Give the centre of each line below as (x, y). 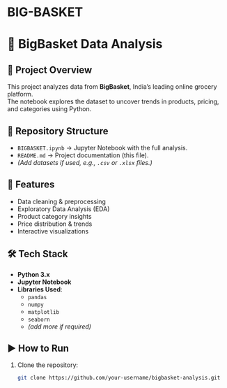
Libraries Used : (40, 289)
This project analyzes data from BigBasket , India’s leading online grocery (112, 87)
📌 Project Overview (50, 70)
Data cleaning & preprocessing (62, 201)
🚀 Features (31, 185)
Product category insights (54, 216)
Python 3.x (33, 274)
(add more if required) (60, 326)
